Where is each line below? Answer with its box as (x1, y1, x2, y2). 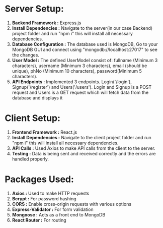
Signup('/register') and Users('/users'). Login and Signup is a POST (12, 84, 152, 90)
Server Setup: (5, 3, 64, 15)
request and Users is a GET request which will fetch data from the (12, 89, 149, 95)
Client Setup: (5, 112, 61, 124)
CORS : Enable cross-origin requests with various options (12, 201, 132, 207)
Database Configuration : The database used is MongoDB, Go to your (12, 41, 158, 47)
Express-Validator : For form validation (12, 206, 94, 212)
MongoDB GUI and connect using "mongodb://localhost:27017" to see (12, 46, 158, 52)
